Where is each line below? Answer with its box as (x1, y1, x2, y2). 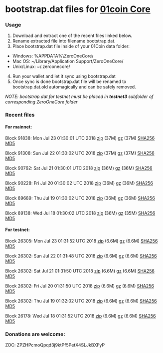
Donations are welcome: (5, 330, 66, 337)
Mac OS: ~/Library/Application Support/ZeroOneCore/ (12, 58, 124, 64)
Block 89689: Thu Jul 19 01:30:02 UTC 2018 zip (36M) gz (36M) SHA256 (5, 195, 156, 201)
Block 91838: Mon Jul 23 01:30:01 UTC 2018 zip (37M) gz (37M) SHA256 (5, 135, 155, 141)
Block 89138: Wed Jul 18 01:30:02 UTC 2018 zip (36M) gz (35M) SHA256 (5, 210, 156, 216)
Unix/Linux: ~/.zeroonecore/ (12, 63, 71, 69)
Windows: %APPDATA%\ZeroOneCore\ (12, 53, 94, 59)
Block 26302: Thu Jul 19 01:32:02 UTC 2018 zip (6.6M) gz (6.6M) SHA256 (5, 297, 157, 303)
